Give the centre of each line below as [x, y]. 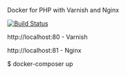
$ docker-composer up [40, 64]
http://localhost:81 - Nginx [44, 50]
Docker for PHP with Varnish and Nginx [63, 10]
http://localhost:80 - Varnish [47, 37]
